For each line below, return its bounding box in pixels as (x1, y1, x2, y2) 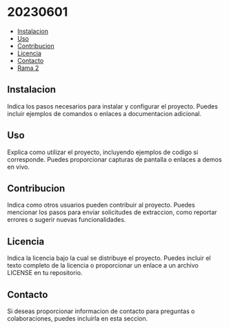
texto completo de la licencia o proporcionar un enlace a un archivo (7, 261, 199, 270)
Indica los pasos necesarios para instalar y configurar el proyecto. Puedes (7, 102, 219, 111)
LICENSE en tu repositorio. (7, 269, 83, 277)
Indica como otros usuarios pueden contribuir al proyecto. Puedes (7, 201, 195, 209)
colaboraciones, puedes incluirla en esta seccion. (7, 314, 148, 322)
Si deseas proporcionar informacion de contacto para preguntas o (7, 307, 195, 315)
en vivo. (7, 162, 30, 171)
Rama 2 (17, 64, 39, 72)
